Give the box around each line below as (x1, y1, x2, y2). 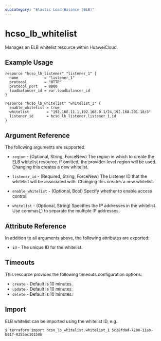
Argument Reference (5, 131, 70, 139)
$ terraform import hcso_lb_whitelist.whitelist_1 (5, 327, 110, 333)
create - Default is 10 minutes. (12, 281, 73, 286)
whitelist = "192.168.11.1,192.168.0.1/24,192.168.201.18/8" (9, 110, 151, 114)
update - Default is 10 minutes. (12, 286, 73, 292)
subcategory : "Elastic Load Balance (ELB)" (5, 7, 95, 12)
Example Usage (5, 58, 54, 66)
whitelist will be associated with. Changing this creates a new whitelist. (12, 179, 154, 185)
